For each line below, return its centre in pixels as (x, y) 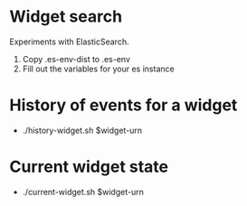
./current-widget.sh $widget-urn (83, 192)
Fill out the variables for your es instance (98, 69)
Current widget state (89, 167)
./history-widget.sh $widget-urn (82, 130)
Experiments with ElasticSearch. (69, 42)
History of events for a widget (123, 105)
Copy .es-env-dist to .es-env (76, 59)
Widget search (66, 17)
